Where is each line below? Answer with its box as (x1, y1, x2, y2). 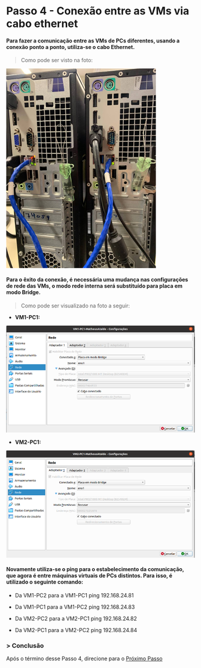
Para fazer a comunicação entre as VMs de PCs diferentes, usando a (6, 37, 180, 44)
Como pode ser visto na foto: (20, 57, 93, 64)
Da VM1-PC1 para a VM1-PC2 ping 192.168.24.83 (14, 603, 135, 611)
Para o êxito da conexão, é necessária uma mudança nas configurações (6, 276, 188, 283)
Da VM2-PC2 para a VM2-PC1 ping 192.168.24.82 (14, 615, 138, 622)
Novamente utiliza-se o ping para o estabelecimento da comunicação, (6, 566, 184, 573)
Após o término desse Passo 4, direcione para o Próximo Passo (6, 655, 163, 662)
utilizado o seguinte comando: (6, 578, 84, 585)
